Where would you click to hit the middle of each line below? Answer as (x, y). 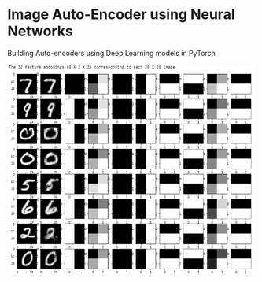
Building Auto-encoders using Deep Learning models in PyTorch (111, 53)
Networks (41, 31)
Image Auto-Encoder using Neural (121, 15)
